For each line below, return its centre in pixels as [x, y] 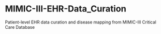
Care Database [20, 27]
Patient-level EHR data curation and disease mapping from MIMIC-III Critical [80, 22]
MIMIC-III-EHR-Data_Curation [66, 9]
